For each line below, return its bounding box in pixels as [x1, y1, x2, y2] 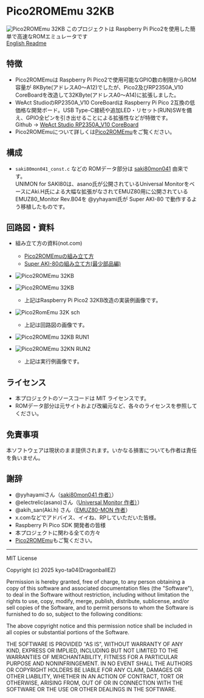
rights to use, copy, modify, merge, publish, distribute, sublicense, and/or [6, 597, 189, 604]
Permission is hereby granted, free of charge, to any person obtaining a [6, 578, 185, 585]
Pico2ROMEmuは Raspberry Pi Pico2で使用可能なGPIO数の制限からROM [15, 76, 197, 83]
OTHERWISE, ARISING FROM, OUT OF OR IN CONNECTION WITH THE [6, 679, 183, 686]
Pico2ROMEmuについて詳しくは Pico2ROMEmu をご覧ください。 [15, 128, 175, 135]
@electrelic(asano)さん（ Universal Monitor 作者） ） [15, 499, 143, 506]
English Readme [6, 40, 47, 47]
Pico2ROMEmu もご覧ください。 [15, 536, 96, 544]
